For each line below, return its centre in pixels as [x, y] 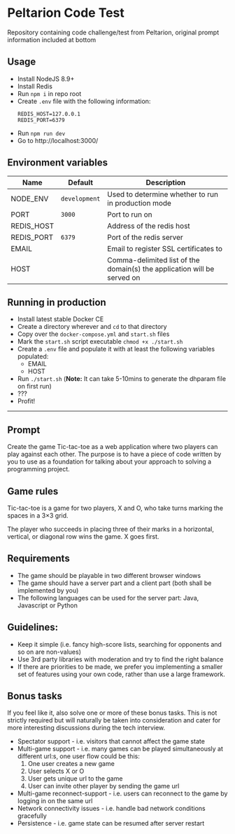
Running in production [57, 302]
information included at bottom [52, 39]
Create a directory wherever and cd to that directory [92, 327]
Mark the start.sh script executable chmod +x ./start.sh [100, 342]
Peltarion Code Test [66, 13]
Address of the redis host [149, 226]
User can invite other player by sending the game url [104, 786]
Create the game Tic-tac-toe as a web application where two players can [113, 447]
